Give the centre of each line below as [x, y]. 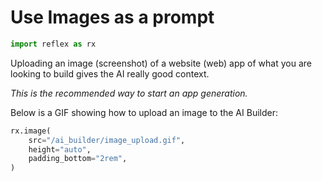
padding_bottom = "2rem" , [78, 159]
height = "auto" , [60, 149]
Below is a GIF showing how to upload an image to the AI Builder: [144, 112]
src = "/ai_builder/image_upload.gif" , [107, 140]
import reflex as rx [53, 44]
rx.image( [31, 131]
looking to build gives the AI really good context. [110, 73]
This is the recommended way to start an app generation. [129, 93]
